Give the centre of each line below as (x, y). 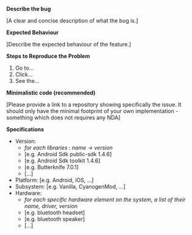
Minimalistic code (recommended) (51, 93)
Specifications (25, 129)
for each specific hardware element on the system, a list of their (105, 200)
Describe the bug (29, 9)
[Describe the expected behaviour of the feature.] (69, 44)
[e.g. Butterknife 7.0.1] (52, 167)
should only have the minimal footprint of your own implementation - (92, 111)
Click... (24, 74)
